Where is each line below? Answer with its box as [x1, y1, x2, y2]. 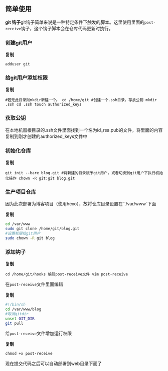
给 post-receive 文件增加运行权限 [5, 330, 72, 336]
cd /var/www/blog [5, 307, 42, 312]
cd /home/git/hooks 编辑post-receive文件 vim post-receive [5, 272, 128, 277]
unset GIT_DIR [5, 316, 35, 321]
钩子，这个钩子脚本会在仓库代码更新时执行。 [21, 25, 114, 31]
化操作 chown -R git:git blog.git [5, 176, 75, 181]
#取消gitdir [5, 311, 29, 316]
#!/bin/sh [5, 302, 26, 307]
